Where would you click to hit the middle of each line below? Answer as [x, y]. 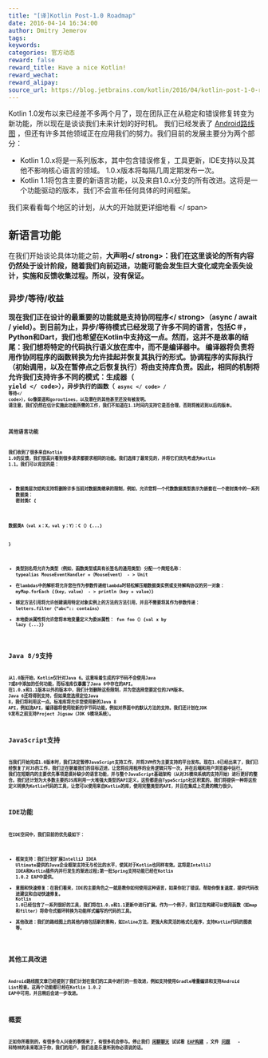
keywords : [25, 46]
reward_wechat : [33, 75]
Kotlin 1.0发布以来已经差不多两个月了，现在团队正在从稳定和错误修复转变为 [132, 113]
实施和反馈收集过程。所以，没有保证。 [85, 275]
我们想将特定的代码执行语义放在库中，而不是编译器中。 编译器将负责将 [138, 347]
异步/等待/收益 [36, 299]
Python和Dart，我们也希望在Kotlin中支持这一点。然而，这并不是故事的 [125, 337]
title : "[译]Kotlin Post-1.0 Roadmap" [72, 16]
